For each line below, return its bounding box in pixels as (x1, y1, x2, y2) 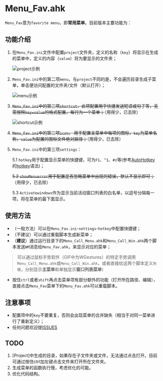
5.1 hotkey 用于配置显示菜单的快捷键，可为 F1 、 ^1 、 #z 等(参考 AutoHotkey (12, 157, 155, 163)
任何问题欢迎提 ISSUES (12, 324, 57, 330)
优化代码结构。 (12, 371, 42, 377)
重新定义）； (20, 318, 45, 324)
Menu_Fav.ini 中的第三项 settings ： (12, 146, 82, 152)
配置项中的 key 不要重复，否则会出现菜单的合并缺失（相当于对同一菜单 (12, 312, 151, 318)
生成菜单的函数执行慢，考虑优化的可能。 (12, 365, 93, 371)
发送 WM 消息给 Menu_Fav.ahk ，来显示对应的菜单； (16, 244, 111, 250)
